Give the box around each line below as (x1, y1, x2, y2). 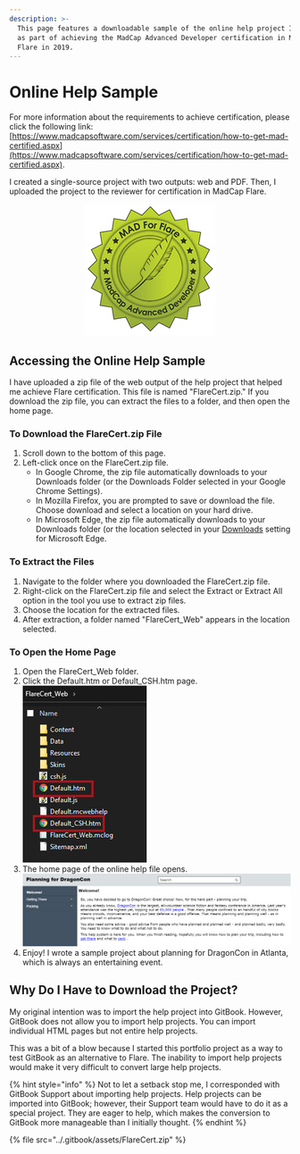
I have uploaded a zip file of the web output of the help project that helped (9, 377, 283, 388)
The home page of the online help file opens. (21, 863, 188, 874)
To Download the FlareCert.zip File (9, 427, 162, 439)
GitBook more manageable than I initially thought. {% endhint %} (9, 1116, 247, 1127)
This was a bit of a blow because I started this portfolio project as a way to (9, 1042, 283, 1053)
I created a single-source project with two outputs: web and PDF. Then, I (9, 177, 277, 188)
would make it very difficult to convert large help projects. (9, 1061, 221, 1072)
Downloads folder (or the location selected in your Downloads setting (35, 523, 291, 535)
